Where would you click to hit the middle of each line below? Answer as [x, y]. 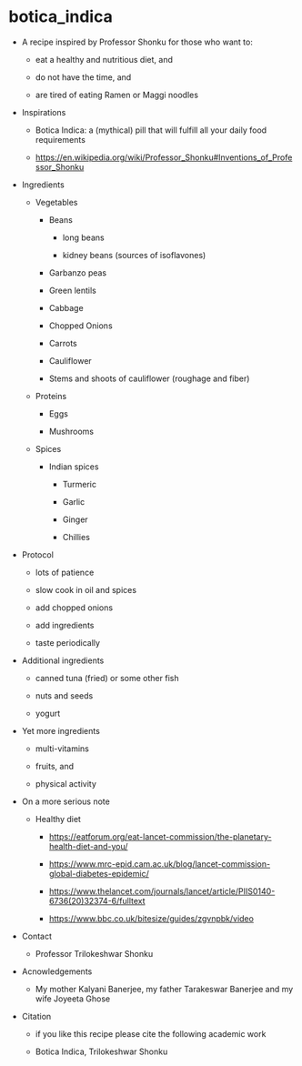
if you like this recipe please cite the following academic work [151, 1033]
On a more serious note [65, 801]
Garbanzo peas [78, 272]
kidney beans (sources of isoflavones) [134, 255]
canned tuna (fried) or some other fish [107, 678]
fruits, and [55, 766]
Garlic [74, 501]
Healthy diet [58, 819]
